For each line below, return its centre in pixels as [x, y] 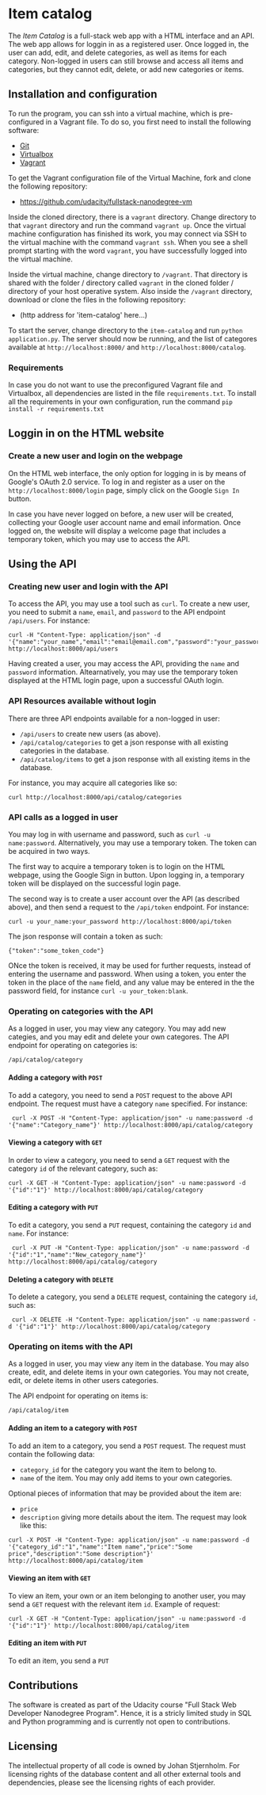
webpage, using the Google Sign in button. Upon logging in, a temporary [127, 875]
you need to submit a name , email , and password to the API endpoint [117, 612]
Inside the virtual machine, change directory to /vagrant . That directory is [128, 274]
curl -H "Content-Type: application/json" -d [84, 635]
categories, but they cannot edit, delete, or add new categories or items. [126, 69]
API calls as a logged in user [63, 817]
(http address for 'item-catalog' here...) [84, 314]
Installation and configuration [83, 95]
